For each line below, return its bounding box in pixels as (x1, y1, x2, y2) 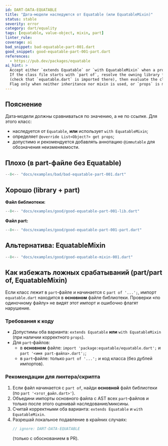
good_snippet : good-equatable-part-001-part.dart (5, 49, 111, 54)
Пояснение (5, 100, 42, 109)
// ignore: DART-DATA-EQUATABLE (12, 426, 80, 431)
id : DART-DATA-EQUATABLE (5, 7, 57, 12)
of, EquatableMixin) (5, 276, 67, 285)
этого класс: (5, 118, 32, 125)
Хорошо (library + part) (5, 186, 80, 194)
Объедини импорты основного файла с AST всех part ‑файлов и (12, 395, 149, 401)
